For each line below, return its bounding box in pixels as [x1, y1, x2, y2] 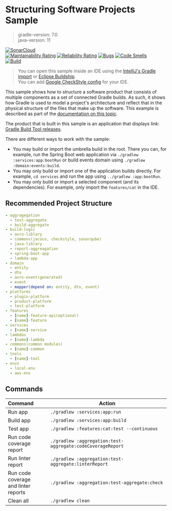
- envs [5, 361, 19, 366]
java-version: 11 [17, 37, 51, 43]
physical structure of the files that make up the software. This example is [5, 105, 159, 111]
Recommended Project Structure [5, 199, 113, 208]
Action [99, 400, 116, 407]
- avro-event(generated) [10, 275, 63, 280]
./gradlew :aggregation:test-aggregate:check [50, 480, 163, 486]
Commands [5, 385, 44, 393]
